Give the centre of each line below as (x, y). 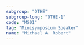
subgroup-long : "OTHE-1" (36, 17)
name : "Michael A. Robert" (39, 33)
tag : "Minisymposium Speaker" (43, 28)
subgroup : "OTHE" (27, 11)
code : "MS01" (22, 22)
